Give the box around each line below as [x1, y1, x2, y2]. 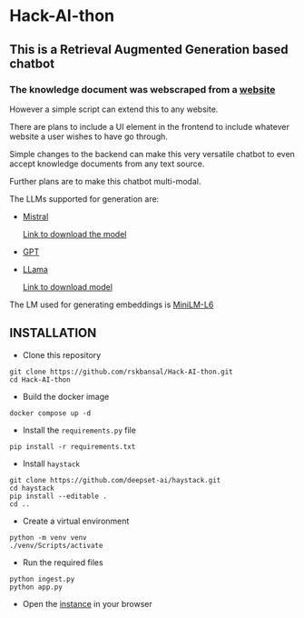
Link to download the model [22, 228, 127, 239]
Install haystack [22, 458, 80, 469]
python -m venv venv [9, 533, 88, 542]
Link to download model [22, 281, 113, 292]
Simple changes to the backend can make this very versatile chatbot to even [9, 148, 295, 159]
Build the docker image [22, 391, 110, 402]
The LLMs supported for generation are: [9, 193, 160, 204]
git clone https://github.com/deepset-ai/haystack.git [9, 475, 221, 484]
